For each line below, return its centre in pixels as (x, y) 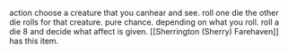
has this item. (34, 41)
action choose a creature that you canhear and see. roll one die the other (144, 13)
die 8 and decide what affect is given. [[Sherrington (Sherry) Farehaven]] (144, 31)
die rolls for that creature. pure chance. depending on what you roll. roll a (144, 22)
